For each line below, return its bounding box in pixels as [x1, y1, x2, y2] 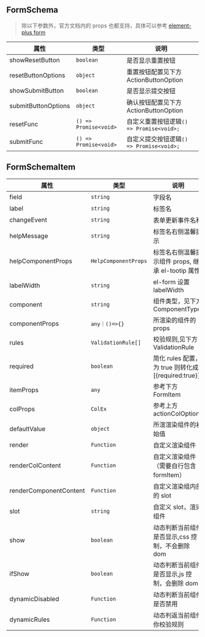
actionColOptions [153, 409, 203, 417]
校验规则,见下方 [153, 335, 198, 344]
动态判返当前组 [153, 611, 196, 619]
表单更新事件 [153, 216, 190, 225]
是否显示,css [153, 532, 190, 541]
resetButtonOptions [9, 71, 66, 79]
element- [168, 21, 192, 29]
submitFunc [9, 137, 43, 146]
